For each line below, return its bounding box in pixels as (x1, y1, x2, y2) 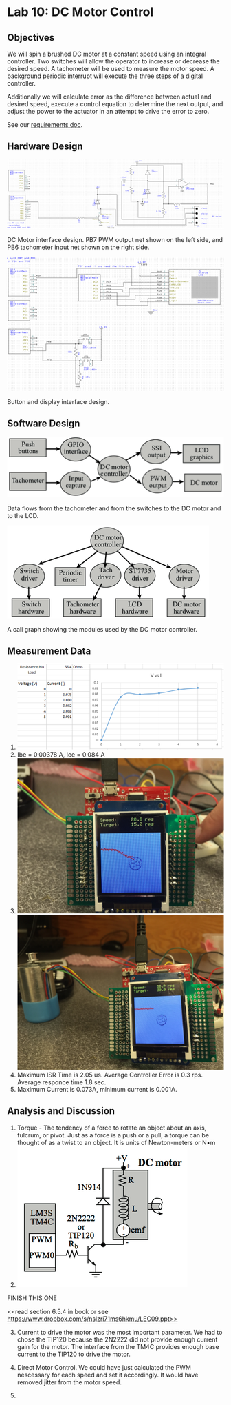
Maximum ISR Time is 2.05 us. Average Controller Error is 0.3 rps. (16, 1070, 203, 1079)
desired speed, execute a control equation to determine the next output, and (7, 100, 223, 108)
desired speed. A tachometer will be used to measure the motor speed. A (7, 65, 214, 72)
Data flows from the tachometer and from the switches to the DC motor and (7, 504, 221, 512)
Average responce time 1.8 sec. (16, 1077, 107, 1086)
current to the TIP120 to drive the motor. (16, 1350, 131, 1358)
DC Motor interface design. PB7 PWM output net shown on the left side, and (7, 235, 223, 243)
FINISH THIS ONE (7, 1294, 57, 1302)
